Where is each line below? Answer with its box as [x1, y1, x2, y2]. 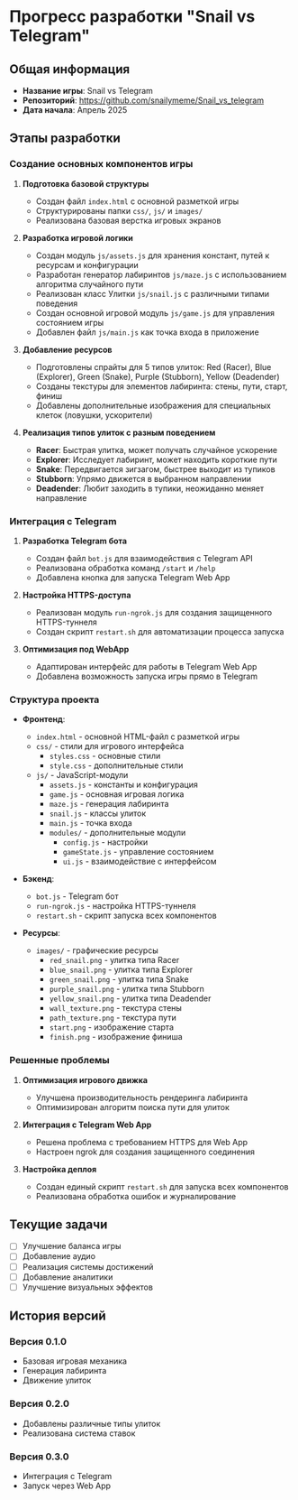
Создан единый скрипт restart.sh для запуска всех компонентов [35, 1181, 289, 1192]
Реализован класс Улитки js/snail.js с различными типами [35, 288, 270, 299]
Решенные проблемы [9, 1054, 110, 1067]
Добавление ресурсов [22, 344, 113, 355]
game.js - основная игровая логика [49, 789, 185, 800]
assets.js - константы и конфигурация [49, 779, 198, 791]
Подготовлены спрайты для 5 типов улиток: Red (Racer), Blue [35, 361, 272, 372]
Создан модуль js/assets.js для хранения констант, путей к [35, 250, 270, 261]
